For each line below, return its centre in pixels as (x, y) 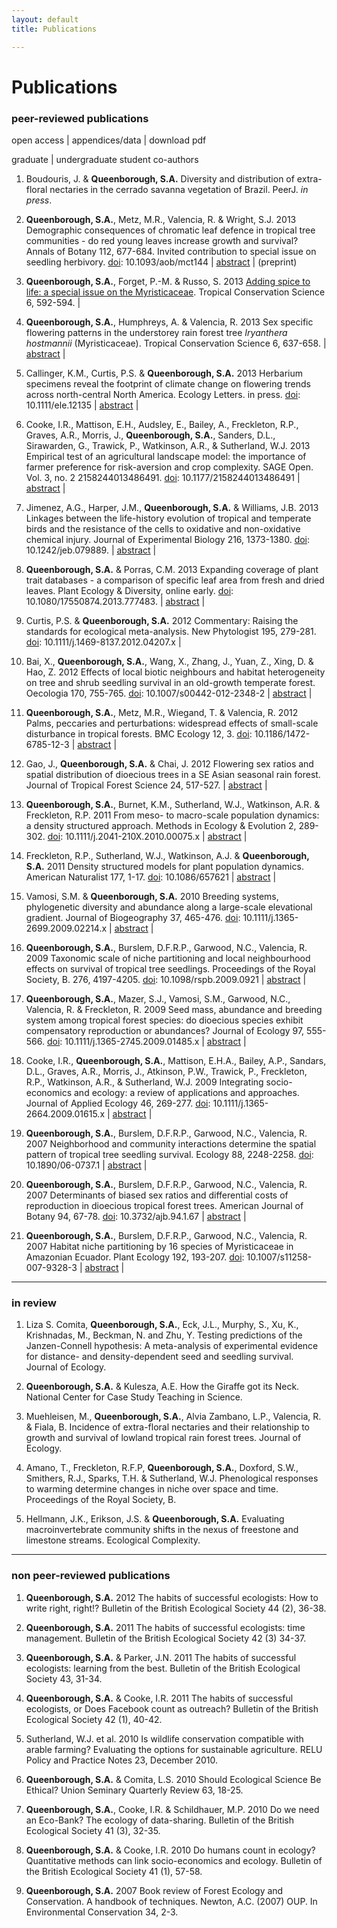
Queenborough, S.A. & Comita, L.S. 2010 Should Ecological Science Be (173, 1779)
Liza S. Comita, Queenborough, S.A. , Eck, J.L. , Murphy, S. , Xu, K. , (162, 1325)
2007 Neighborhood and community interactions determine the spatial (171, 1143)
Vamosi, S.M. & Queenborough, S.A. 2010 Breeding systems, (152, 896)
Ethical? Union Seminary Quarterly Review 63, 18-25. (134, 1790)
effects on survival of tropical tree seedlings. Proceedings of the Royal (170, 968)
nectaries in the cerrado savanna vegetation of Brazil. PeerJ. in (179, 189)
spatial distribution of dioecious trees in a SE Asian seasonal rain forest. (173, 774)
